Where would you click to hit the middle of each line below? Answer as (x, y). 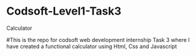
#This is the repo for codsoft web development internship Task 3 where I (98, 40)
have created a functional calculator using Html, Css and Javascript (92, 46)
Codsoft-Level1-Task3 (64, 11)
